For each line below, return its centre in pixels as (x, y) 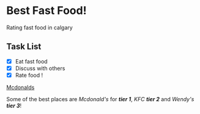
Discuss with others (40, 68)
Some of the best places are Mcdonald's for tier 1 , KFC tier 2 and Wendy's (100, 99)
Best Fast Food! (46, 11)
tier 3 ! (14, 105)
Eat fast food (31, 61)
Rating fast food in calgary (40, 27)
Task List (24, 47)
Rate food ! (29, 75)
